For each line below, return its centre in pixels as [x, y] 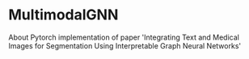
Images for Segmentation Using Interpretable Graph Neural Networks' [124, 45]
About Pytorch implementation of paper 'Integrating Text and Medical [124, 37]
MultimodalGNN [63, 15]
